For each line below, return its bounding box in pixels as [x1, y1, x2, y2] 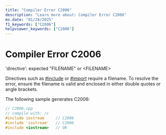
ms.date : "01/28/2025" [5, 17, 54, 22]
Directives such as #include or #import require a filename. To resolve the [5, 75, 159, 82]
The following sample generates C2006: [5, 96, 90, 102]
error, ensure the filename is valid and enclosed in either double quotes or [5, 81, 161, 87]
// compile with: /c [5, 110, 50, 116]
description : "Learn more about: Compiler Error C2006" [5, 12, 127, 17]
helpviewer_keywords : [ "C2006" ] [5, 27, 74, 32]
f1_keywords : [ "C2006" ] [5, 21, 56, 27]
